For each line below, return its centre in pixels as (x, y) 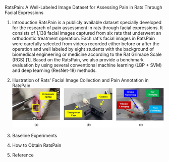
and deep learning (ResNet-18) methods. (54, 70)
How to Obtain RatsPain (37, 145)
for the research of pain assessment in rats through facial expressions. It (87, 28)
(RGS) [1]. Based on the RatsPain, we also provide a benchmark (78, 60)
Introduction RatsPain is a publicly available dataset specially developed (87, 22)
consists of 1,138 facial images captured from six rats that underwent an (87, 33)
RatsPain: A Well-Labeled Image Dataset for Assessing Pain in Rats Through (83, 7)
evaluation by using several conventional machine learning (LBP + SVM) (87, 65)
